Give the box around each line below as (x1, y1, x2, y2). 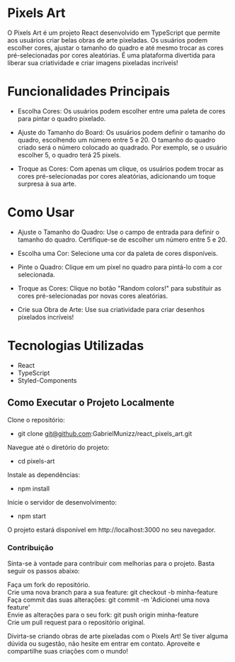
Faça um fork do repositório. (7, 580, 91, 589)
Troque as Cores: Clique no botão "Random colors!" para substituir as (17, 284, 222, 292)
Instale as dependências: (7, 470, 81, 479)
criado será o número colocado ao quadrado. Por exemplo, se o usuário (17, 143, 228, 152)
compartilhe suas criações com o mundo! (7, 646, 129, 655)
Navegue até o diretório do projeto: (7, 443, 110, 451)
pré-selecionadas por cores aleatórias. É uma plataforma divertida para (7, 51, 216, 60)
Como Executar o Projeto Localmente (7, 397, 175, 409)
